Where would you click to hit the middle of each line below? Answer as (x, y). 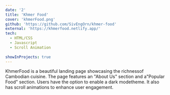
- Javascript (24, 43)
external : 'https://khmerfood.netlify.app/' (53, 29)
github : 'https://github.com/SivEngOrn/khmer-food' (61, 24)
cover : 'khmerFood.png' (30, 19)
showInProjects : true (28, 57)
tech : (11, 33)
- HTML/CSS (21, 38)
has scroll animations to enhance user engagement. (59, 87)
